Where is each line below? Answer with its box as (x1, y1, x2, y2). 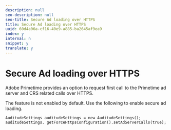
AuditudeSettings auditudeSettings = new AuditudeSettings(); (5, 115, 141, 120)
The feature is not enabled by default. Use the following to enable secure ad (5, 100, 166, 106)
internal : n (5, 36, 31, 41)
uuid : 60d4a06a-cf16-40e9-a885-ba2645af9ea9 (5, 27, 102, 32)
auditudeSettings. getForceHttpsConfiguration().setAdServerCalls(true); (5, 120, 167, 125)
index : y (5, 31, 24, 36)
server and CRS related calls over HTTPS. (5, 90, 93, 96)
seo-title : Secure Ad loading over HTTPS (5, 17, 96, 22)
